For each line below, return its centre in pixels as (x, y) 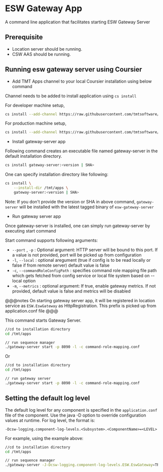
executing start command (31, 231)
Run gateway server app (37, 216)
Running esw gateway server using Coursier (73, 69)
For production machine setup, (36, 123)
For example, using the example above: (44, 438)
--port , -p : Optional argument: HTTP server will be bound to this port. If (85, 250)
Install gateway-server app (39, 142)
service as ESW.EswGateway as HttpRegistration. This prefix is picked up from (81, 306)
